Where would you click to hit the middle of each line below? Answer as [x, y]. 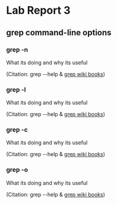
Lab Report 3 [38, 10]
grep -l [16, 89]
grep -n [17, 50]
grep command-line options [59, 33]
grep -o [17, 170]
